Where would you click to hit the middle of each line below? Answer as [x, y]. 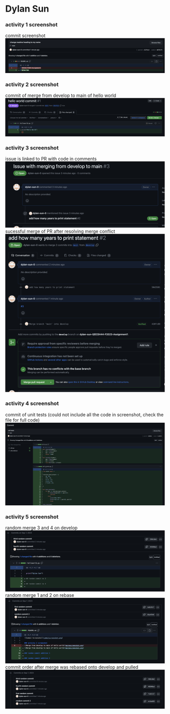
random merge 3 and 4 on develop [41, 528]
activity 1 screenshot [31, 25]
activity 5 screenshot [32, 516]
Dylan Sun [27, 9]
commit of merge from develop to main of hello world [61, 96]
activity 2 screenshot [32, 84]
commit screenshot [25, 35]
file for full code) [23, 420]
